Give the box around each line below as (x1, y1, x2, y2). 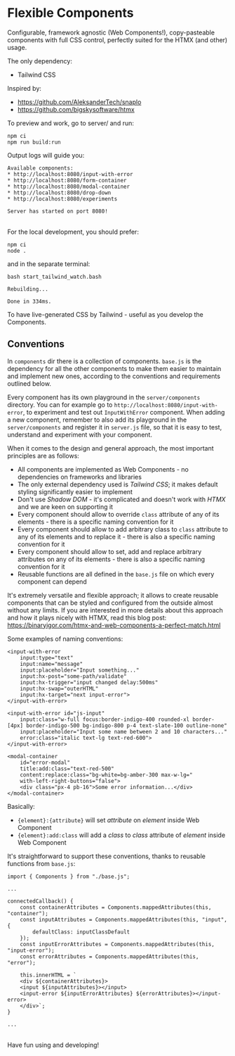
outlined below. (7, 379, 51, 388)
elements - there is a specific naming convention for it (17, 517, 174, 526)
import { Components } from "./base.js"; (7, 873, 130, 880)
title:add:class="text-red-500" (20, 765, 114, 772)
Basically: (7, 802, 35, 810)
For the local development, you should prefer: (7, 227, 139, 236)
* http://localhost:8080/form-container (7, 177, 128, 184)
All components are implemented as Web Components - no (17, 465, 189, 473)
